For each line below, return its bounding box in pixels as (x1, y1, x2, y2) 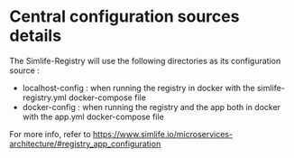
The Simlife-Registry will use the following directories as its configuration (9, 55, 281, 66)
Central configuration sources (9, 6, 240, 27)
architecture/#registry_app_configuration (9, 138, 161, 149)
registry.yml (22, 92, 68, 103)
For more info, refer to (9, 128, 92, 139)
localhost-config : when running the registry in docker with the (22, 82, 255, 93)
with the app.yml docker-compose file (22, 111, 164, 122)
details (9, 25, 61, 46)
